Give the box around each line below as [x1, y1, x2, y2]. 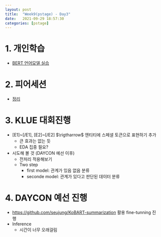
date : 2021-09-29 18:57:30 [5, 16, 64, 21]
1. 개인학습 [5, 43, 45, 54]
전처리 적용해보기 [19, 156, 53, 162]
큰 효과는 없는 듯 [19, 138, 51, 144]
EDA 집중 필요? [19, 144, 49, 150]
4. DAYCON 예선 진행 [5, 193, 88, 203]
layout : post [5, 7, 32, 12]
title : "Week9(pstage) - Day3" [5, 12, 71, 17]
